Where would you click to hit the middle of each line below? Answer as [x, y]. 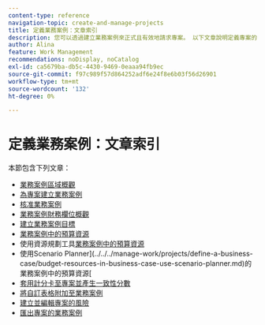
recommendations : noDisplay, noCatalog [74, 60]
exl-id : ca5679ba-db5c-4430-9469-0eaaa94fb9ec [86, 67]
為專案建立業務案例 [51, 195]
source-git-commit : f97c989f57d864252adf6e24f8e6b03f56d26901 [112, 74]
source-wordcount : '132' [49, 89]
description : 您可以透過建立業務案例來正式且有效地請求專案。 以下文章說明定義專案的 [133, 37]
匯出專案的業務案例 [51, 313]
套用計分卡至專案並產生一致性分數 [75, 283]
